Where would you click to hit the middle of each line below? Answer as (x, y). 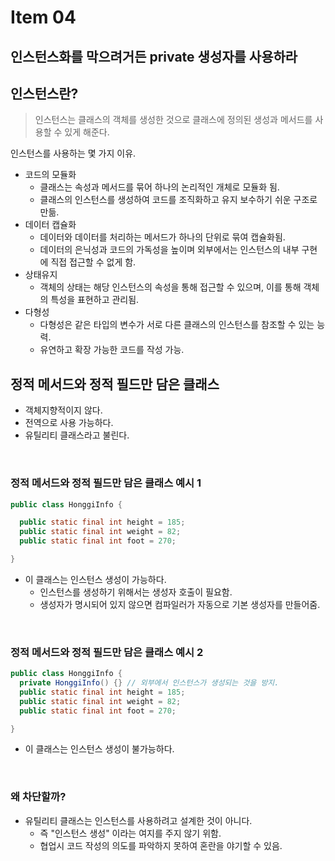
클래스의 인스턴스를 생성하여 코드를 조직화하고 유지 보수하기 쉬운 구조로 (178, 200)
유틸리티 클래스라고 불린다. (77, 435)
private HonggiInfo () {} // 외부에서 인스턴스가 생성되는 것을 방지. (149, 683)
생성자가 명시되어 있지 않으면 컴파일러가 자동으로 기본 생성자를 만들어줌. (180, 604)
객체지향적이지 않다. (63, 410)
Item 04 (43, 17)
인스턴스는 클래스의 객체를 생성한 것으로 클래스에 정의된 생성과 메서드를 (173, 120)
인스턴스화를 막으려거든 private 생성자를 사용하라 (154, 56)
